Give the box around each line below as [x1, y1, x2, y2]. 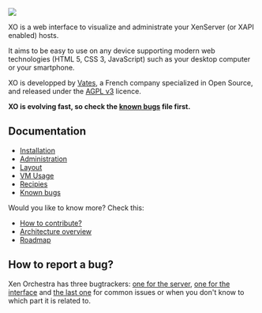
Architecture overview [19, 226, 92, 236]
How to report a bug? [8, 258, 114, 272]
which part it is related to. [8, 296, 91, 305]
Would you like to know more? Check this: [8, 202, 144, 213]
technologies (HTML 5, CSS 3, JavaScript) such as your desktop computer [8, 55, 251, 63]
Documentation [8, 125, 87, 138]
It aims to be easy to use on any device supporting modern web [8, 46, 215, 55]
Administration [19, 154, 68, 164]
